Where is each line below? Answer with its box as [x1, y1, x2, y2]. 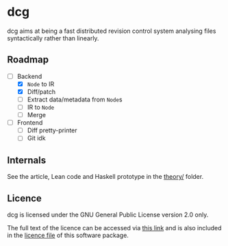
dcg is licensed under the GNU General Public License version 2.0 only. [7, 210, 209, 219]
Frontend [16, 119, 43, 127]
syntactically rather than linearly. [7, 34, 99, 42]
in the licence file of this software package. [7, 231, 129, 239]
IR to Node [27, 103, 55, 111]
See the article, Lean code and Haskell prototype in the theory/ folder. [7, 173, 204, 181]
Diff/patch [27, 87, 56, 96]
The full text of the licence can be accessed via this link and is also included [7, 223, 222, 232]
